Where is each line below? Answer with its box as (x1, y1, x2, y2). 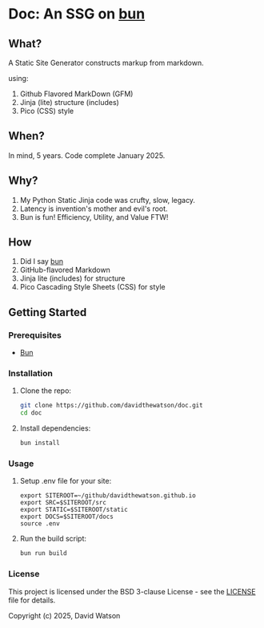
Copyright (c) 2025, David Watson (8, 610, 121, 620)
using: (8, 74, 29, 83)
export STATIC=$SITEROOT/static (19, 506, 128, 514)
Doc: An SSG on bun (8, 5, 146, 23)
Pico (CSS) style (19, 106, 74, 115)
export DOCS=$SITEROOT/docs (19, 513, 114, 521)
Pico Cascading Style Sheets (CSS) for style (19, 282, 166, 292)
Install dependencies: (19, 423, 91, 433)
